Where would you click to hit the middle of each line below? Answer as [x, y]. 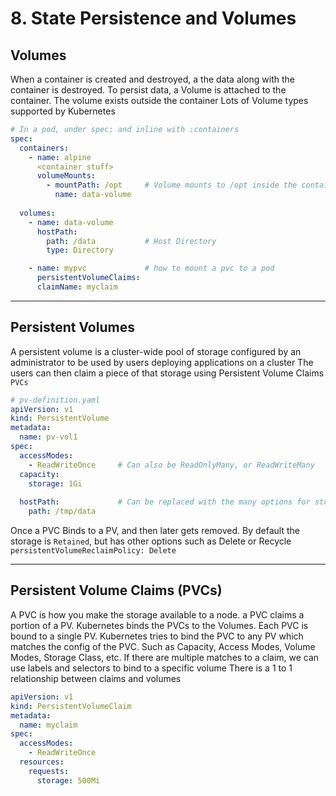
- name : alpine [60, 157]
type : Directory [80, 250]
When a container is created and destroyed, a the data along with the [153, 79]
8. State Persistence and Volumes [153, 18]
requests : [49, 771]
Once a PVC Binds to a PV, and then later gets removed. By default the [155, 531]
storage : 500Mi [68, 780]
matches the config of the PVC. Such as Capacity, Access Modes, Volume [163, 646]
